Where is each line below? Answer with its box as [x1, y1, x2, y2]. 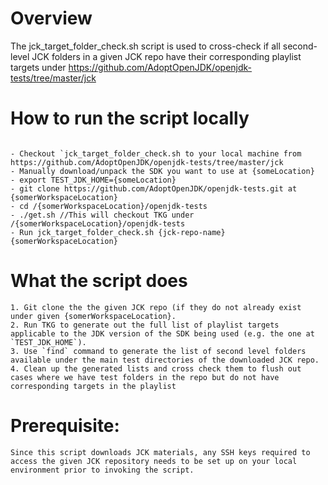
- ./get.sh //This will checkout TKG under [10, 210, 195, 220]
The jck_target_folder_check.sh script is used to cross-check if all [10, 40, 281, 52]
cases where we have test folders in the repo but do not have [10, 372, 280, 382]
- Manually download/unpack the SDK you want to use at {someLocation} [10, 166, 315, 176]
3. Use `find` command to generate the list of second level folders [10, 346, 307, 356]
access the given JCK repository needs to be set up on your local [10, 456, 298, 466]
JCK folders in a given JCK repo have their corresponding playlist [31, 50, 302, 62]
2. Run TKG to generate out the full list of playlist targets [10, 320, 280, 330]
